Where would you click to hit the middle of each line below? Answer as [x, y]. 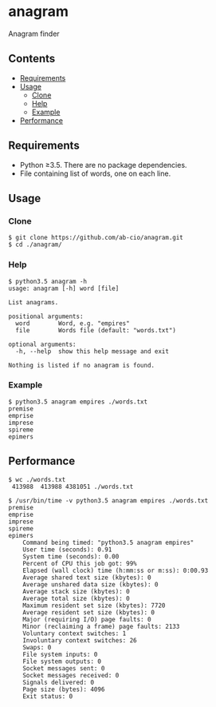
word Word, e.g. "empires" [73, 323]
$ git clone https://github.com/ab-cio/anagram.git [96, 238]
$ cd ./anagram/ [35, 245]
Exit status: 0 [48, 696]
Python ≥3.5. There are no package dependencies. [103, 165]
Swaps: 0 [37, 647]
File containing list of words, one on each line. [95, 173]
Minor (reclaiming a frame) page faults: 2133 [101, 626]
